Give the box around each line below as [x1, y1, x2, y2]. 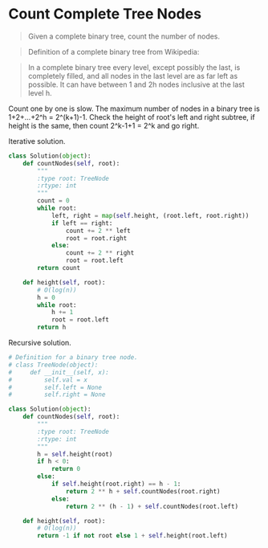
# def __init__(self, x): [8, 368, 110, 376]
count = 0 [37, 197, 70, 205]
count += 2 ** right [65, 249, 135, 257]
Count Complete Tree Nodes [8, 5, 202, 23]
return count [37, 264, 81, 272]
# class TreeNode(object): [8, 361, 99, 369]
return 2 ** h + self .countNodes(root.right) [65, 487, 221, 495]
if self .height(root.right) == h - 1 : [51, 480, 181, 489]
